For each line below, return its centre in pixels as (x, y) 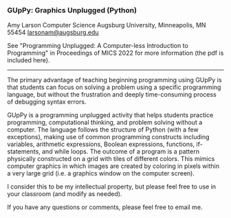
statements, (24, 152)
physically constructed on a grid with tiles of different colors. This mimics (111, 159)
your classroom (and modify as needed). (65, 194)
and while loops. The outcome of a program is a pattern (121, 152)
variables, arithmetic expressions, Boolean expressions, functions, (101, 144)
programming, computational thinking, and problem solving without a (105, 123)
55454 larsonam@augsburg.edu (53, 32)
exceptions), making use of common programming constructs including (108, 137)
